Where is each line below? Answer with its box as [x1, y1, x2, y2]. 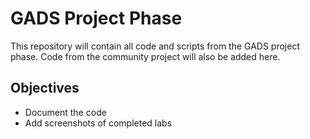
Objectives [10, 80, 80, 97]
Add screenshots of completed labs [24, 117, 173, 129]
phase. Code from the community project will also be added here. [10, 50, 281, 62]
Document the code [24, 106, 107, 118]
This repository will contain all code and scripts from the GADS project [10, 40, 300, 52]
